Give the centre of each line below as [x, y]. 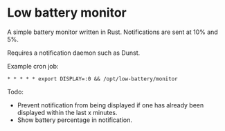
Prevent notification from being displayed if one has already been [110, 105]
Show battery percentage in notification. [75, 120]
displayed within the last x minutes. [67, 112]
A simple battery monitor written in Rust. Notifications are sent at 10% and [112, 32]
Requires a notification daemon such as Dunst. [74, 53]
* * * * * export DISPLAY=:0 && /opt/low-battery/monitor [92, 79]
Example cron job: [33, 66]
